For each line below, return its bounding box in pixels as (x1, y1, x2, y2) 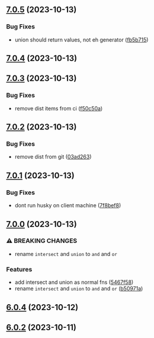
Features (6, 265, 33, 273)
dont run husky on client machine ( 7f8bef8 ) (14, 202, 121, 209)
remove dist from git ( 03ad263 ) (14, 153, 92, 160)
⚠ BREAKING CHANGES (6, 237, 78, 245)
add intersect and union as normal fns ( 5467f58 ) (14, 279, 134, 286)
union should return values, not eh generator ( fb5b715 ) (14, 36, 149, 43)
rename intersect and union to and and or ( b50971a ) (14, 285, 143, 292)
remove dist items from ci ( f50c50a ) (14, 105, 103, 112)
